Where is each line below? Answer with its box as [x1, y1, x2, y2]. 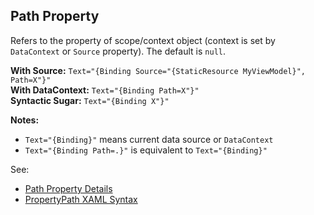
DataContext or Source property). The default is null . [10, 45, 226, 57]
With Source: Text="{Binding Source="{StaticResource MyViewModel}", [10, 64, 306, 76]
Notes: [10, 114, 40, 126]
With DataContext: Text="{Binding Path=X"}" [10, 84, 200, 96]
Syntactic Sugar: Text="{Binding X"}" [10, 94, 170, 106]
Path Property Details [24, 182, 113, 194]
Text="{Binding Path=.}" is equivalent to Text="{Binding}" [24, 144, 268, 156]
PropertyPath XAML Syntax [24, 193, 138, 205]
